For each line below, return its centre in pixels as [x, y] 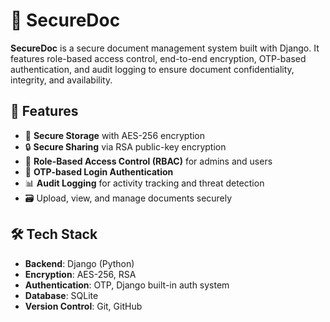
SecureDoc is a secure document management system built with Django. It [165, 48]
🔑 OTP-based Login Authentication [99, 171]
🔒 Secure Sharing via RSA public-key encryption [125, 146]
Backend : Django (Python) [79, 263]
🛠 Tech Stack [54, 234]
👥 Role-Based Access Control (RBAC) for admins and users [148, 161]
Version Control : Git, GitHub [83, 306]
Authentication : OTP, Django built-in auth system [127, 285]
